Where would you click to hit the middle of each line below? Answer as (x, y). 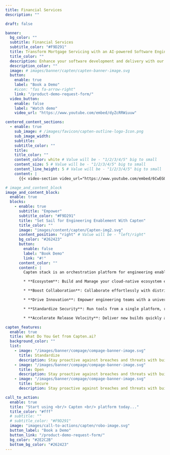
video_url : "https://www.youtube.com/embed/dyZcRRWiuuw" (76, 113)
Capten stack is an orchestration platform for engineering (88, 272)
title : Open (31, 369)
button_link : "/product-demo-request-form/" (57, 435)
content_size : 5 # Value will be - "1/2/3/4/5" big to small (80, 164)
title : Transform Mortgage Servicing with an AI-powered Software (81, 52)
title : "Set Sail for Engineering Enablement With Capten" (82, 221)
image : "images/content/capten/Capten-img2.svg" (71, 230)
